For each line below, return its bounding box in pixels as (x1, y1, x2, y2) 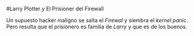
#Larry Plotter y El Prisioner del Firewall (6, 5, 104, 12)
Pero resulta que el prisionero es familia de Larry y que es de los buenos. (6, 23, 187, 30)
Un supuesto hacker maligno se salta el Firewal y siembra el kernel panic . (6, 17, 189, 23)
